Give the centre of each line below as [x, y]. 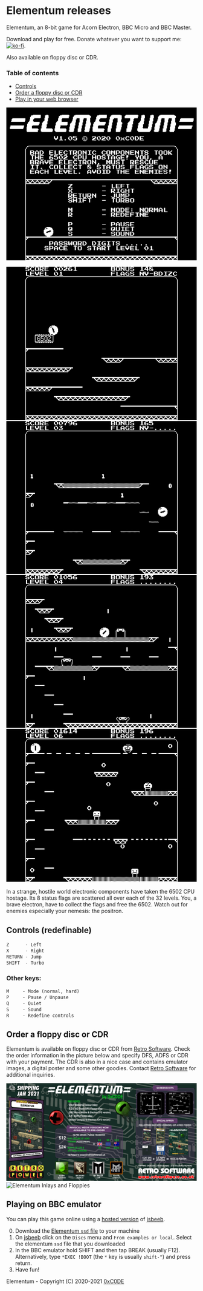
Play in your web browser [47, 99]
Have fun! [27, 1269]
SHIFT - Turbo [25, 963]
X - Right [25, 951]
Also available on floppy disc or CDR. [52, 57]
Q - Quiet [24, 1004]
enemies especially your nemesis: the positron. [65, 911]
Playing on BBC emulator [54, 1205]
